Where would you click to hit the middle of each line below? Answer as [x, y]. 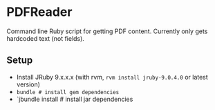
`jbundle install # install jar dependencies [75, 99]
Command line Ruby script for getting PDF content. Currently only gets [107, 31]
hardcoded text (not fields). [45, 38]
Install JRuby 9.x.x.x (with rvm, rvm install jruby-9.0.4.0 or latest [112, 77]
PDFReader [39, 12]
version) [28, 84]
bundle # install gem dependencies [68, 92]
